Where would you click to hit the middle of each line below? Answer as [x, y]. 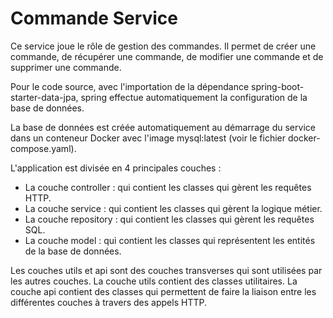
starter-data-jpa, [44, 97]
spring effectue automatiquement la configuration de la [194, 97]
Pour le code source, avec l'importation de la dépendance [130, 86]
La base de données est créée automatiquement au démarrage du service [163, 127]
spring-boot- [278, 86]
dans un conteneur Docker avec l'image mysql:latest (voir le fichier [148, 138]
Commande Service [94, 18]
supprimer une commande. [66, 67]
